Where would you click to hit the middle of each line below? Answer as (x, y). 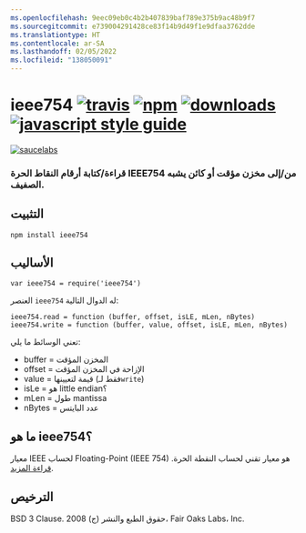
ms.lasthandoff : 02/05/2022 (64, 52)
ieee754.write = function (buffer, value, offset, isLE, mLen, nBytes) (149, 325)
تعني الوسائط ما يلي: (46, 342)
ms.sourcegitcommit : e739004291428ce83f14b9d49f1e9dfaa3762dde (133, 26)
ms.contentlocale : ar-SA (57, 43)
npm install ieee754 (50, 235)
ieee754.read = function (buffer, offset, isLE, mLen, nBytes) (133, 317)
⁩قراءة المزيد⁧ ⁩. (32, 468)
